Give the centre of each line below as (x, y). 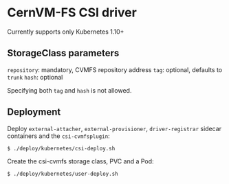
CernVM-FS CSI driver (72, 13)
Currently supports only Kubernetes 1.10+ (66, 32)
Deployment (34, 112)
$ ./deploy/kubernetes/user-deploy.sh (63, 174)
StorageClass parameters (63, 53)
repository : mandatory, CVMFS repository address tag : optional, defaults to (115, 69)
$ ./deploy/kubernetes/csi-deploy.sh (61, 148)
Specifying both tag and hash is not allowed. (69, 90)
